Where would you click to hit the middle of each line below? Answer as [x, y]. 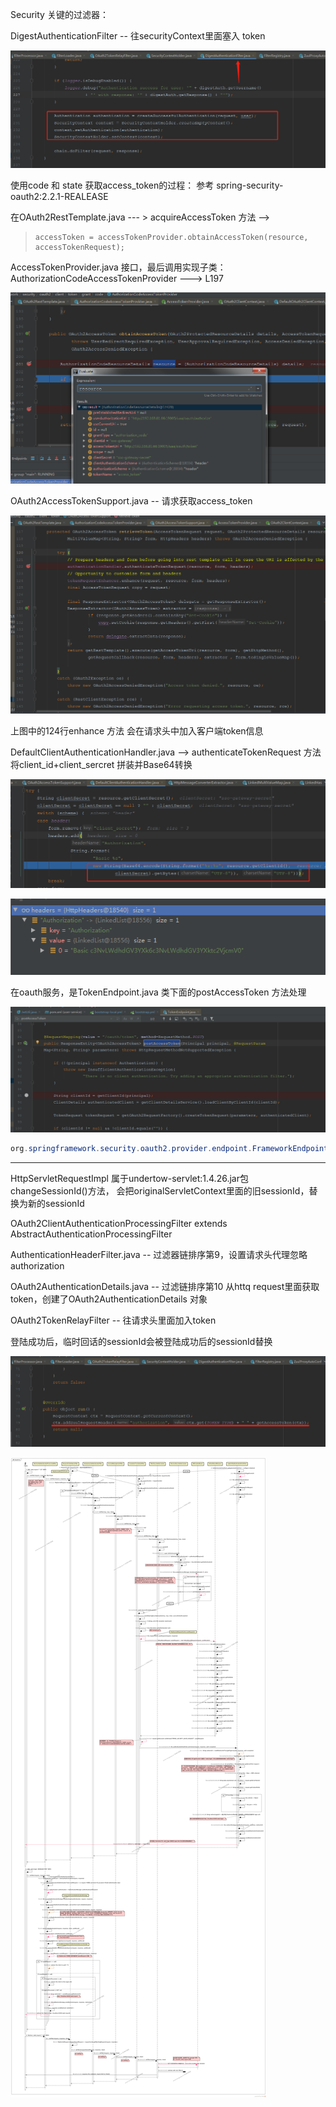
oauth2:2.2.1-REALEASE [59, 196]
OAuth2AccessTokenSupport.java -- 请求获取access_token [131, 501]
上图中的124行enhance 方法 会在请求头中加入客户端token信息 [137, 730]
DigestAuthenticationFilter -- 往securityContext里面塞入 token [138, 36]
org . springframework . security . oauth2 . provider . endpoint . [131, 1149]
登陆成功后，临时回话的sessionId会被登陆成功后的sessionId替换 [141, 1342]
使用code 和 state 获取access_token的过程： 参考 [112, 185]
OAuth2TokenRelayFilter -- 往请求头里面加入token [113, 1320]
